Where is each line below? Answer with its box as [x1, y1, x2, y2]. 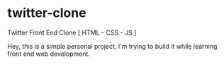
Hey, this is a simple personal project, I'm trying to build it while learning [7, 42, 218, 50]
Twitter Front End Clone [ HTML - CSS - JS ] [7, 28, 137, 37]
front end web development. [7, 49, 91, 58]
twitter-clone [7, 5, 86, 21]
